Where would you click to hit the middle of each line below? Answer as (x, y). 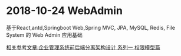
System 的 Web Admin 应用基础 (44, 35)
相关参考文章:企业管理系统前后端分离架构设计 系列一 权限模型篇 (83, 47)
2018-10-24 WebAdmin (64, 11)
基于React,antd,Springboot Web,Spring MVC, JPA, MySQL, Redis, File (91, 27)
